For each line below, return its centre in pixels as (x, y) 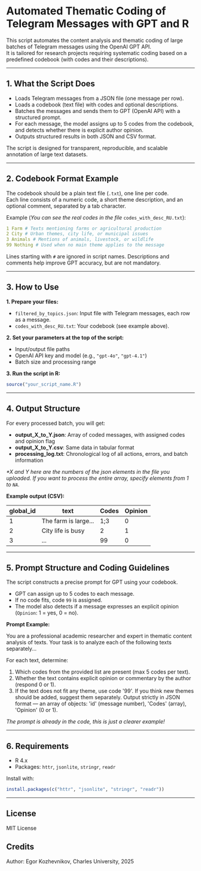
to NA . (13, 484)
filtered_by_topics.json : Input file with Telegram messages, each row (102, 313)
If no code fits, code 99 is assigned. (59, 600)
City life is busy (63, 531)
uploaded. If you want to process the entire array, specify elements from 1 (98, 478)
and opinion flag (35, 441)
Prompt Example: (28, 625)
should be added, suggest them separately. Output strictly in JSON (98, 698)
